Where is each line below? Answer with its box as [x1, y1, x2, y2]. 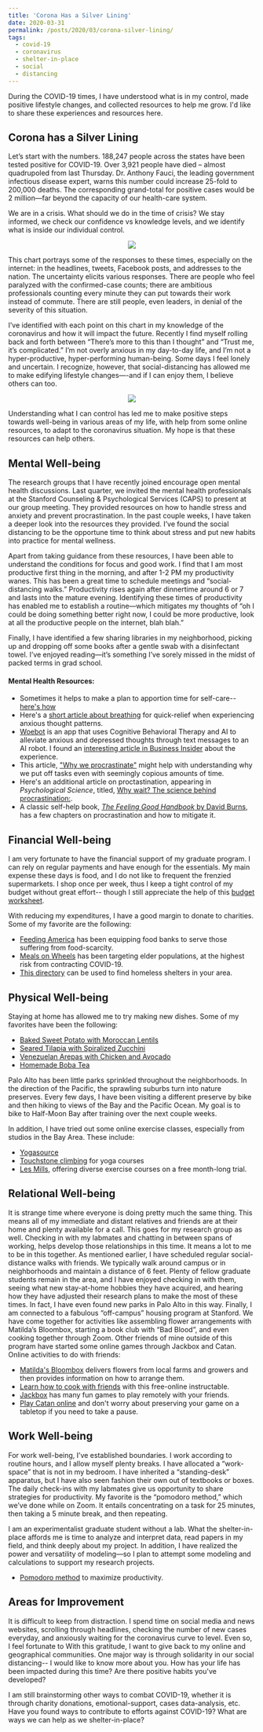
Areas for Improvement [8, 1595, 124, 1609]
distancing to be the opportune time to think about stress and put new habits [8, 528, 256, 537]
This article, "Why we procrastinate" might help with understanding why [19, 760, 253, 770]
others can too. [8, 379, 57, 389]
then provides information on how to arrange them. [19, 1373, 185, 1382]
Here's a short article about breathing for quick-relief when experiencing [19, 710, 255, 720]
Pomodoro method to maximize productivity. [19, 1573, 163, 1582]
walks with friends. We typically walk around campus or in [38, 1258, 226, 1267]
